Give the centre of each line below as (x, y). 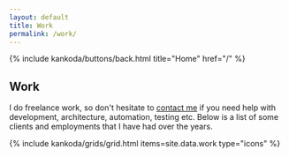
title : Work (31, 26)
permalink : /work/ (43, 34)
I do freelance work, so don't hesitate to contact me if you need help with (143, 108)
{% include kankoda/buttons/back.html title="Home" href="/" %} (127, 59)
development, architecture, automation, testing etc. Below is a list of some (144, 117)
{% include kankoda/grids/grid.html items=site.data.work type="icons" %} (145, 144)
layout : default (39, 17)
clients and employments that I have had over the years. (111, 127)
